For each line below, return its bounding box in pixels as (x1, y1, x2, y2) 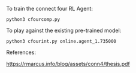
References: (6, 49, 36, 56)
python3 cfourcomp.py (6, 17, 61, 23)
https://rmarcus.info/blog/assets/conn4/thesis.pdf (6, 61, 130, 67)
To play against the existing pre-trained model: (6, 27, 122, 34)
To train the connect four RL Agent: (6, 5, 93, 12)
